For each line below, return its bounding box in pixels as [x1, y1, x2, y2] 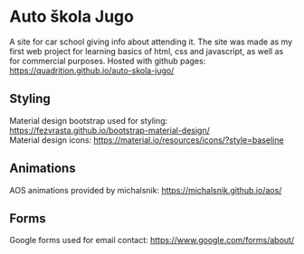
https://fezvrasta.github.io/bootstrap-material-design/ [9, 125, 211, 136]
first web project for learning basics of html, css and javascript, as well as [9, 45, 284, 56]
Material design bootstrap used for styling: [9, 115, 168, 126]
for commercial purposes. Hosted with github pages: [9, 55, 206, 66]
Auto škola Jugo [9, 6, 134, 27]
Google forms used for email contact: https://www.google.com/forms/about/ [9, 235, 295, 246]
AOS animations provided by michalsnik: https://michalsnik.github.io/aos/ [9, 184, 282, 195]
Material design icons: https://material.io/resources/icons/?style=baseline [9, 134, 284, 146]
